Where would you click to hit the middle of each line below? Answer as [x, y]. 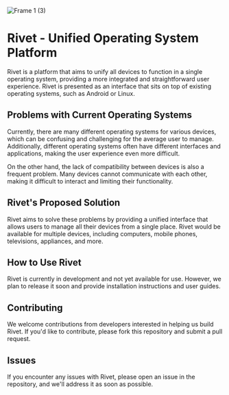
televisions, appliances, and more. [55, 241]
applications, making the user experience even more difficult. [94, 153]
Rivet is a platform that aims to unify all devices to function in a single [105, 71]
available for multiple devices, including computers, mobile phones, [102, 233]
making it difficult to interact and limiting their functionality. [90, 181]
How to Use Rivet [44, 263]
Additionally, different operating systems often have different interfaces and [114, 146]
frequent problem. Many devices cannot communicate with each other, [107, 174]
